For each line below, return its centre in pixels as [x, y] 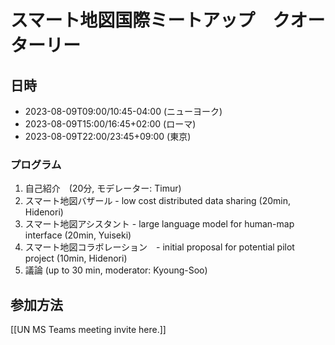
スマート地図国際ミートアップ [133, 20]
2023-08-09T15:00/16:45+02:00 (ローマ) [110, 124]
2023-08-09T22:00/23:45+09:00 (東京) [108, 136]
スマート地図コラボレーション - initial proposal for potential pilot [159, 247]
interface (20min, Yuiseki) [78, 235]
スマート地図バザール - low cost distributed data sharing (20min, [158, 201]
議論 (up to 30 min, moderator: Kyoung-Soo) [116, 270]
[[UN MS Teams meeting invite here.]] [88, 330]
